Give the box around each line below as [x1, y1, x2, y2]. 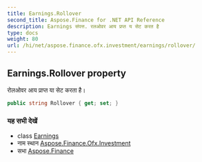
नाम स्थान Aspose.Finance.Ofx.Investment [17, 139, 131, 147]
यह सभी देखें [7, 116, 38, 125]
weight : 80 [7, 36, 39, 43]
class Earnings [17, 132, 59, 140]
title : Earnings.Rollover [7, 10, 81, 17]
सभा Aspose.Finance [17, 146, 74, 155]
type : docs [7, 29, 39, 37]
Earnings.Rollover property [7, 68, 126, 79]
